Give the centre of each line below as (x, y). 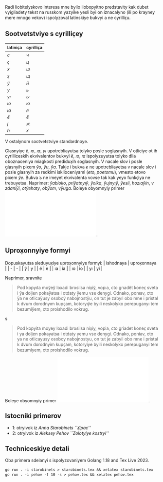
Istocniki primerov (33, 416)
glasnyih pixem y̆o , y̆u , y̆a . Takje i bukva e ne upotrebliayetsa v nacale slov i (81, 167)
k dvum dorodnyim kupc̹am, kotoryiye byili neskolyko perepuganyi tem (88, 344)
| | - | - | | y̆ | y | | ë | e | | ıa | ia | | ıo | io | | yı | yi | (54, 268)
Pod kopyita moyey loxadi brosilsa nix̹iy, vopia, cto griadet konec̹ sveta (87, 328)
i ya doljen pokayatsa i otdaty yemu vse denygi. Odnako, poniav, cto (85, 334)
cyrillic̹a (34, 48)
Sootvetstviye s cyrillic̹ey (44, 34)
